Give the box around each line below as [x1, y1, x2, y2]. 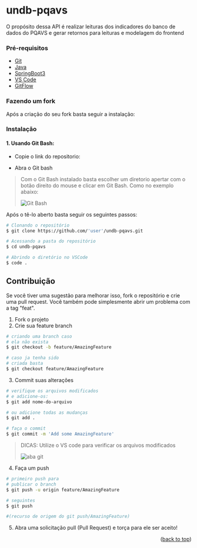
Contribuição [6, 276, 56, 286]
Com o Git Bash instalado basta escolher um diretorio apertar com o [20, 175, 186, 182]
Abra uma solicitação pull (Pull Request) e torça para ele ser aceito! [14, 524, 178, 532]
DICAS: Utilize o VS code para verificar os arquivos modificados [20, 442, 176, 449]
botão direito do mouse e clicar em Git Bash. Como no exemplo [20, 182, 174, 189]
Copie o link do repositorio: [14, 152, 81, 160]
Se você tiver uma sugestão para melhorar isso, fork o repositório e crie [6, 292, 181, 299]
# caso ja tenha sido [6, 355, 59, 361]
